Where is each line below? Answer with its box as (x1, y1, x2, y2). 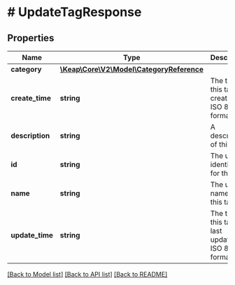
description (10, 131, 50, 140)
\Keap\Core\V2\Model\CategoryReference (59, 64, 204, 74)
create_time (10, 94, 51, 103)
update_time (10, 231, 54, 240)
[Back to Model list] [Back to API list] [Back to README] (7, 270, 168, 278)
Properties (7, 32, 55, 44)
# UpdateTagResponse (7, 4, 142, 20)
